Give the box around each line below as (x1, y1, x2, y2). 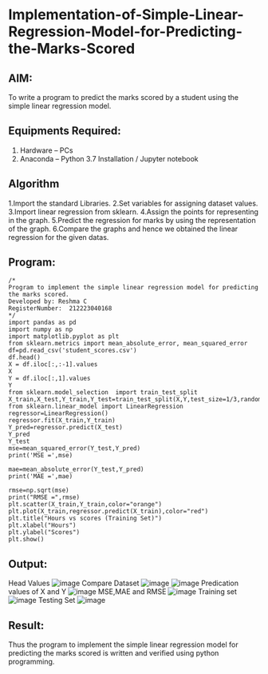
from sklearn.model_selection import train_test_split (8, 389, 198, 397)
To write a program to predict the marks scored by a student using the (8, 93, 239, 102)
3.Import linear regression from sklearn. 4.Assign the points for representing (8, 206, 259, 217)
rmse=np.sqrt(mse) (8, 486, 69, 495)
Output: (8, 557, 48, 571)
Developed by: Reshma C (8, 297, 88, 305)
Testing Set (38, 596, 76, 605)
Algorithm (8, 177, 60, 191)
